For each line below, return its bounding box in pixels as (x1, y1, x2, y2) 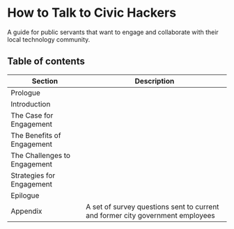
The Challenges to (10, 150, 71, 160)
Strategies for (10, 171, 56, 180)
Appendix (10, 206, 42, 216)
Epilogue (10, 190, 40, 200)
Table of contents (7, 56, 85, 68)
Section (31, 76, 58, 86)
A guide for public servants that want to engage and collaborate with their (7, 28, 219, 36)
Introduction (10, 99, 51, 109)
